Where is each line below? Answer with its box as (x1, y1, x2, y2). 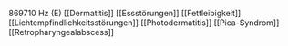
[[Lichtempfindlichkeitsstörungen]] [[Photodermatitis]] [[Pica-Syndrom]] (8, 17, 280, 28)
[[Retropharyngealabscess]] (8, 27, 115, 37)
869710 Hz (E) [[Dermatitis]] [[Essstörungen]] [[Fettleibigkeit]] (8, 8, 242, 18)
